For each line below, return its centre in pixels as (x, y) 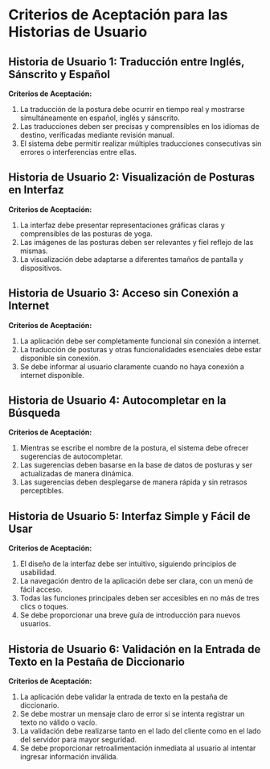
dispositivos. (41, 268)
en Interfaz (36, 190)
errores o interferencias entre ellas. (78, 152)
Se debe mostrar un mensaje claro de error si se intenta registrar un (132, 714)
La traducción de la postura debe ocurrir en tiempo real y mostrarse (132, 109)
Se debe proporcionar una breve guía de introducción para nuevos (130, 615)
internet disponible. (52, 375)
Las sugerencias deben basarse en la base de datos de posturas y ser (136, 465)
